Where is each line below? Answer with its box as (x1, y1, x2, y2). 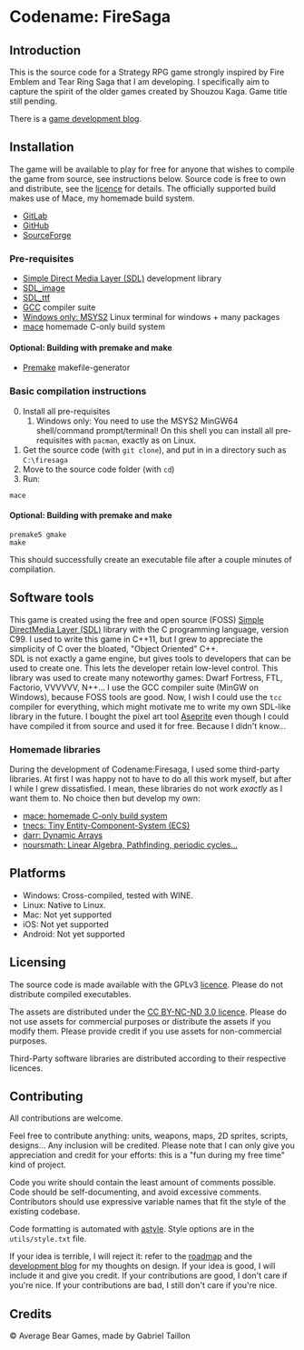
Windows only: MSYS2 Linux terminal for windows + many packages (22, 312, 280, 323)
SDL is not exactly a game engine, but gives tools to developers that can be (9, 653, 292, 664)
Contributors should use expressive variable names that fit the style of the (9, 1196, 287, 1207)
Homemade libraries (9, 743, 102, 755)
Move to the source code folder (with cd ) (22, 464, 175, 475)
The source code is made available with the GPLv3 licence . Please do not (9, 979, 284, 990)
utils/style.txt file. (9, 1234, 87, 1245)
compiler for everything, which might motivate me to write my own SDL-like (9, 701, 291, 712)
